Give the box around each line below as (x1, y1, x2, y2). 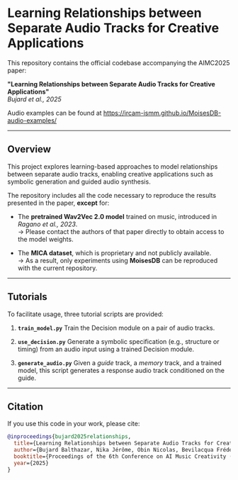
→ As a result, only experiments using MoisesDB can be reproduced (17, 256, 218, 264)
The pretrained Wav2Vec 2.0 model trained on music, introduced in (17, 212, 217, 221)
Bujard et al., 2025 (7, 94, 62, 104)
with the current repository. (17, 264, 98, 272)
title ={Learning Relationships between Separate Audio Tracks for (13, 440, 214, 447)
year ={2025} (13, 459, 50, 467)
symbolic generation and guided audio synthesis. (7, 177, 151, 186)
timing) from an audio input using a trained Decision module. (17, 345, 195, 353)
